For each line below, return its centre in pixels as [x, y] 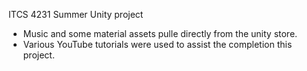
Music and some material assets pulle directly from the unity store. [160, 33]
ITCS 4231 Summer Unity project [76, 14]
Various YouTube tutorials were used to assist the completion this [157, 44]
